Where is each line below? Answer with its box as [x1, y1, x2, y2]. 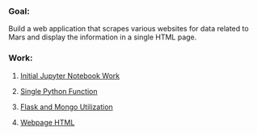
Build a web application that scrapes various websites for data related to [8, 24, 249, 34]
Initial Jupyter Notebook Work [19, 71, 120, 80]
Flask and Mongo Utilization [19, 102, 113, 112]
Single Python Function [19, 86, 98, 96]
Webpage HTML [19, 117, 75, 127]
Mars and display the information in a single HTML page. [8, 32, 197, 42]
